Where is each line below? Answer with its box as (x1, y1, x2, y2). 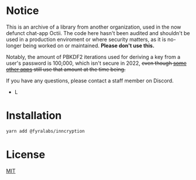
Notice (6, 4, 39, 18)
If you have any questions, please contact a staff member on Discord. (6, 77, 174, 84)
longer (6, 42, 22, 49)
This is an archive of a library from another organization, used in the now (6, 23, 181, 30)
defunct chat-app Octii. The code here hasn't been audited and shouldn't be (6, 29, 190, 36)
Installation (6, 109, 62, 122)
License (6, 148, 46, 161)
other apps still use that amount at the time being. (6, 65, 126, 72)
